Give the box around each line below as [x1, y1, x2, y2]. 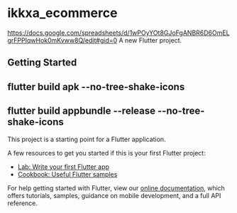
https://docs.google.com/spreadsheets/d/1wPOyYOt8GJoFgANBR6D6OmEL [7, 28, 230, 37]
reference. [7, 199, 38, 207]
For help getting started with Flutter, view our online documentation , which [7, 183, 226, 192]
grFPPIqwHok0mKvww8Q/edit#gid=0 [7, 35, 118, 44]
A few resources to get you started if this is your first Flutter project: [7, 148, 206, 157]
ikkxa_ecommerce [7, 5, 118, 21]
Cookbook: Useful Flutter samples [17, 170, 118, 178]
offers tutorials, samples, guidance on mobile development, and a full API [7, 191, 221, 200]
